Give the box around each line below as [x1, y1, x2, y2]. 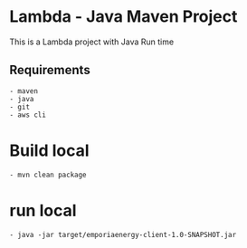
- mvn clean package [9, 170, 88, 179]
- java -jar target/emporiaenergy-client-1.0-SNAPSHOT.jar [9, 230, 237, 239]
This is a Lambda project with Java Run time [9, 36, 175, 47]
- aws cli [9, 110, 47, 119]
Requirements [9, 62, 90, 78]
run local [9, 200, 77, 221]
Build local [9, 140, 90, 160]
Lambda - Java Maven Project [9, 6, 238, 27]
